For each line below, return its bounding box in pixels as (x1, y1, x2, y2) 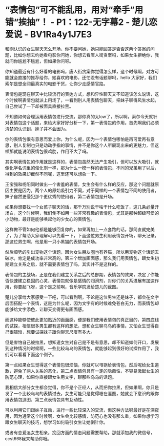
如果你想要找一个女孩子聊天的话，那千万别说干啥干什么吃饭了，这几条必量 (5, 203, 155, 210)
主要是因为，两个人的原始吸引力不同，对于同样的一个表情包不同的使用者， (9, 187, 159, 193)
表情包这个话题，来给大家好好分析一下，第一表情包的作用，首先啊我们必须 (9, 120, 159, 125)
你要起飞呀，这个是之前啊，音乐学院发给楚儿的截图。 (13, 284, 121, 289)
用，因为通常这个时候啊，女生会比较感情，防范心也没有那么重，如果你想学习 (5, 413, 159, 419)
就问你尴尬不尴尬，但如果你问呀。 (5, 58, 74, 64)
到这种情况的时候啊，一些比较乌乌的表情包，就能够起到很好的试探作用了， (5, 345, 155, 351)
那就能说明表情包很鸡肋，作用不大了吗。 (9, 148, 91, 154)
